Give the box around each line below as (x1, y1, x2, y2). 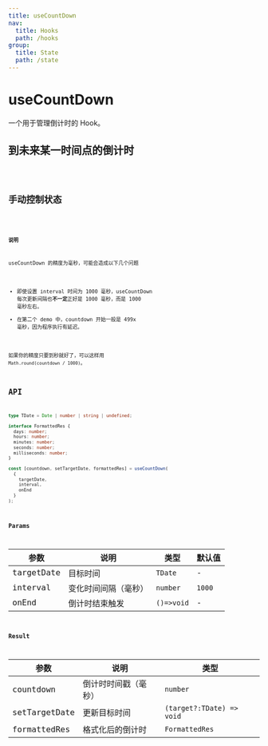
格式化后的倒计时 (82, 724, 148, 736)
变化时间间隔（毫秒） (68, 583, 149, 593)
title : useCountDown (8, 11, 77, 20)
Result (8, 633, 30, 641)
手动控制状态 (8, 193, 62, 205)
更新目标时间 (82, 708, 132, 719)
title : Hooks (15, 26, 59, 34)
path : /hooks (15, 34, 59, 42)
